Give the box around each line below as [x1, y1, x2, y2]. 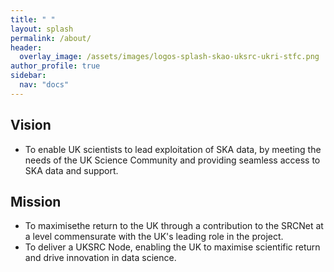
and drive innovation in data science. [24, 252, 177, 264]
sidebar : [10, 71, 47, 81]
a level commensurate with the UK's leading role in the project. [24, 231, 284, 243]
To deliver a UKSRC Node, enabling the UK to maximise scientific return [24, 241, 321, 253]
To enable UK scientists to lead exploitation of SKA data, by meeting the [24, 143, 322, 155]
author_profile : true [10, 61, 101, 71]
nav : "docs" [19, 80, 70, 90]
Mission [10, 193, 62, 210]
